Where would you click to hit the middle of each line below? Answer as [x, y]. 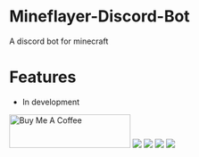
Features [43, 77]
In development [51, 102]
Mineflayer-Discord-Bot [99, 17]
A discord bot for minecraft [59, 41]
